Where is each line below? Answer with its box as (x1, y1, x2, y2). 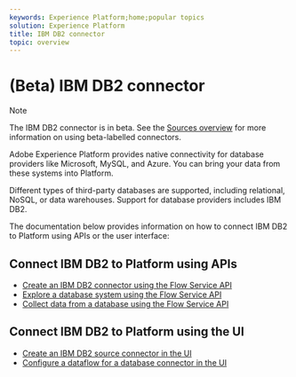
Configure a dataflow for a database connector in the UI (21, 357, 228, 368)
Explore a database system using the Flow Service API (21, 289, 222, 300)
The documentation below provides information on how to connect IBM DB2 (9, 221, 288, 232)
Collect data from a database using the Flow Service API (21, 299, 229, 309)
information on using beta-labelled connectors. (9, 132, 182, 143)
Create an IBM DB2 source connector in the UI (21, 348, 193, 358)
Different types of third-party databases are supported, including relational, (9, 185, 286, 196)
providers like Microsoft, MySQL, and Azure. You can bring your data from (9, 159, 281, 169)
